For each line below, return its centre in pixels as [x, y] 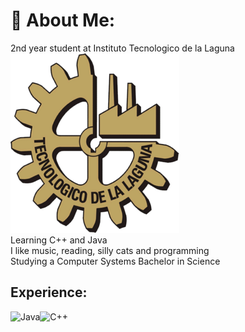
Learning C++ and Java [59, 240]
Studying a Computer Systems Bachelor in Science [115, 261]
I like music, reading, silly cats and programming [110, 250]
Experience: [49, 292]
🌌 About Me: [63, 20]
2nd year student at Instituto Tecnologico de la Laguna [122, 48]
